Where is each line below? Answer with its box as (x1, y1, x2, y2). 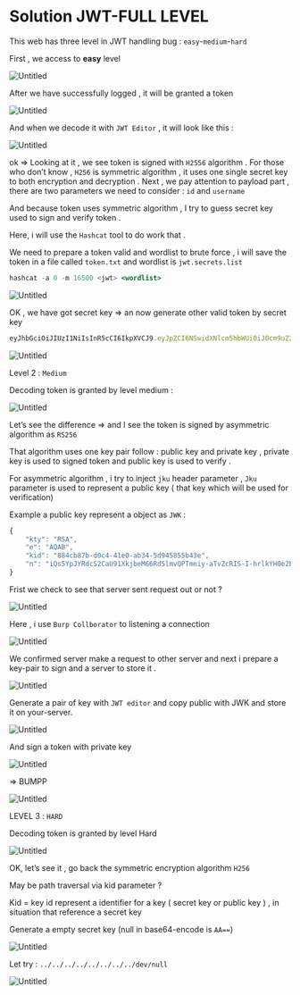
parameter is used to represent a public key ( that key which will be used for (9, 482, 288, 493)
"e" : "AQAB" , (25, 543, 74, 552)
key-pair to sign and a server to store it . (9, 663, 157, 673)
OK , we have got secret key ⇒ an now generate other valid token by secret (9, 306, 287, 318)
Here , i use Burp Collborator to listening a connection (9, 618, 210, 629)
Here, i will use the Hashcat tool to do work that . (9, 230, 186, 240)
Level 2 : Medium (9, 367, 67, 378)
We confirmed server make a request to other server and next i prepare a (9, 653, 279, 664)
